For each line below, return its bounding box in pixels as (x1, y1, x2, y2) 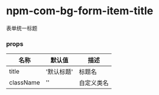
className (9, 78, 40, 87)
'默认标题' (46, 68, 73, 76)
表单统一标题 (6, 24, 37, 31)
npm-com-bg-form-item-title (6, 4, 154, 18)
